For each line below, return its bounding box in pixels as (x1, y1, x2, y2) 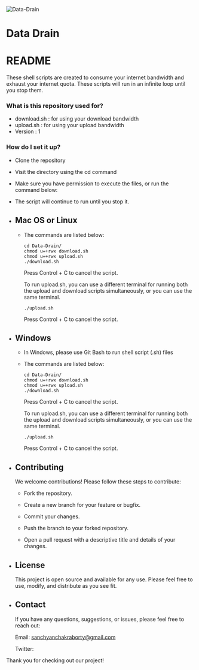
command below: (14, 186, 58, 193)
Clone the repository (14, 157, 66, 164)
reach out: (14, 621, 41, 629)
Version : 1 (14, 128, 41, 135)
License (14, 560, 45, 570)
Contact (14, 600, 46, 610)
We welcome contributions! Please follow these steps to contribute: (14, 478, 181, 485)
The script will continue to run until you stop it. (14, 198, 130, 205)
